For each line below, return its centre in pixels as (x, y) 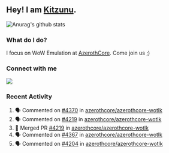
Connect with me (31, 68)
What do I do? (27, 40)
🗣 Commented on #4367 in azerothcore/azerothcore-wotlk (89, 134)
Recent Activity (29, 97)
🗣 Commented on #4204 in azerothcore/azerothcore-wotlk (89, 143)
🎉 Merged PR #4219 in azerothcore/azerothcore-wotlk (82, 128)
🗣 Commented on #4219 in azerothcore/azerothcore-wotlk (88, 119)
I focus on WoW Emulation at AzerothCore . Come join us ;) (78, 53)
